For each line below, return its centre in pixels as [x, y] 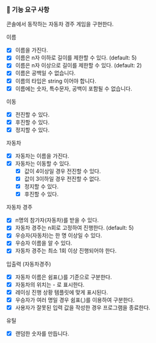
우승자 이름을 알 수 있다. [44, 243]
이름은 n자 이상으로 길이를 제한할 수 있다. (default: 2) [78, 65]
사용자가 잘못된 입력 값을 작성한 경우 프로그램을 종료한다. [83, 308]
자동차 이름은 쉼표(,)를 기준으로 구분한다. [63, 277]
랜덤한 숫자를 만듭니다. [42, 333]
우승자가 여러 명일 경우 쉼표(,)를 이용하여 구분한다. [75, 300]
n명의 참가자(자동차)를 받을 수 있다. [57, 220]
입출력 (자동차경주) [29, 264]
